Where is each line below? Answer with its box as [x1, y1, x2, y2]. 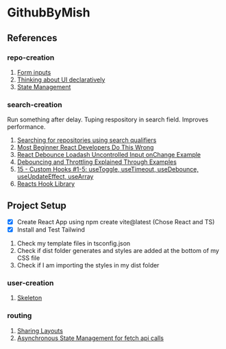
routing [7, 311, 32, 320]
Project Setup [7, 200, 67, 211]
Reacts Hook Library [16, 180, 75, 188]
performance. [7, 123, 46, 131]
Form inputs [16, 68, 51, 76]
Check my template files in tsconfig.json [16, 239, 131, 248]
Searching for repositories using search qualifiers [16, 136, 157, 145]
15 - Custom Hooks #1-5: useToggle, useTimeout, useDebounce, [16, 165, 199, 173]
